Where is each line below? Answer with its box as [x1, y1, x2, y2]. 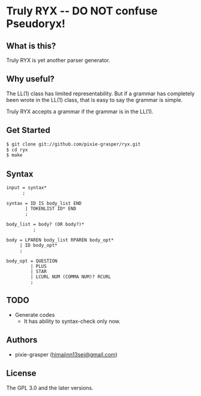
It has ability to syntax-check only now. [23, 318, 121, 325]
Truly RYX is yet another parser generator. [6, 57, 110, 64]
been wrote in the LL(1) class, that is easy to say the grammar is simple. [6, 96, 183, 103]
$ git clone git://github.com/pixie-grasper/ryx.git [6, 141, 141, 147]
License [6, 368, 37, 379]
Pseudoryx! [6, 17, 66, 31]
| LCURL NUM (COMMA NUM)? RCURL [30, 274, 112, 280]
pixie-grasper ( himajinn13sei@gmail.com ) [14, 350, 118, 358]
